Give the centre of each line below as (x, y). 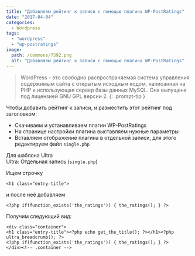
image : (14, 50)
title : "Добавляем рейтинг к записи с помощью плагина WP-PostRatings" (95, 11)
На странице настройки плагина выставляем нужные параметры (97, 131)
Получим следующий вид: (39, 216)
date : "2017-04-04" (30, 17)
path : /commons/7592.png (42, 55)
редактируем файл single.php (52, 144)
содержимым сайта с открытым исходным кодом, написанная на (103, 83)
